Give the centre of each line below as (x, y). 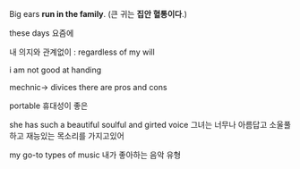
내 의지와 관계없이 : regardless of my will (82, 52)
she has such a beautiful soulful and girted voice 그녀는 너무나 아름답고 (138, 125)
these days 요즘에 (42, 33)
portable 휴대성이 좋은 (49, 106)
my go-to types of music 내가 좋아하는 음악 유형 (95, 155)
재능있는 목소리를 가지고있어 (75, 136)
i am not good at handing (56, 70)
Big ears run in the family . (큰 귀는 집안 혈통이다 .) (99, 14)
